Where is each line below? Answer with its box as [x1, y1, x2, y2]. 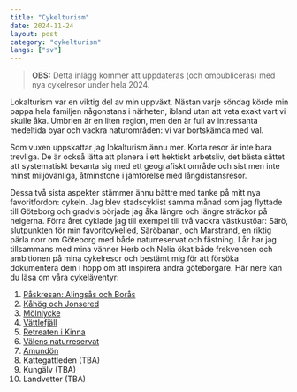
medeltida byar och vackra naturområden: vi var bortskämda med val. [10, 125, 264, 135]
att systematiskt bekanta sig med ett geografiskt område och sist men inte [10, 161, 281, 172]
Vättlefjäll [22, 318, 57, 328]
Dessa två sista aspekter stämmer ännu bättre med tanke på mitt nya [10, 188, 261, 198]
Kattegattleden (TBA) [22, 355, 101, 365]
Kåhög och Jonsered [22, 298, 100, 310]
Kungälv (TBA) [22, 365, 77, 375]
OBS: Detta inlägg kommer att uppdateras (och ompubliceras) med [31, 70, 276, 81]
